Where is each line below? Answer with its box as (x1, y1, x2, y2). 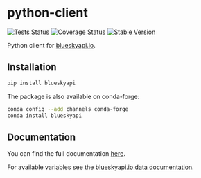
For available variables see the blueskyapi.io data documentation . (7, 163, 194, 171)
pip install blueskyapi (7, 80, 76, 87)
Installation (7, 61, 57, 73)
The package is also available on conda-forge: (7, 92, 140, 100)
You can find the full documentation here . (7, 150, 126, 158)
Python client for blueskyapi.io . (7, 41, 96, 49)
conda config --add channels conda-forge (7, 105, 129, 112)
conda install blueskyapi (7, 112, 82, 119)
